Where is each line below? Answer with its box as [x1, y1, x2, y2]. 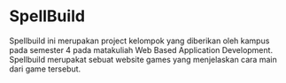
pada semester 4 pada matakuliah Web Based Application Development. [9, 44, 273, 55]
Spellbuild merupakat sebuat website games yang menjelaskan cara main [9, 54, 277, 64]
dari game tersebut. [9, 64, 81, 74]
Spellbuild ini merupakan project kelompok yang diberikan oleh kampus [9, 35, 270, 46]
